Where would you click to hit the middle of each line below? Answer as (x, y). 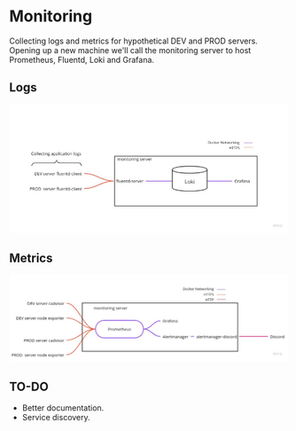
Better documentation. (63, 408)
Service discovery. (56, 418)
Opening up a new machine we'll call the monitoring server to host (130, 50)
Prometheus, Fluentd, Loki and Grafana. (82, 59)
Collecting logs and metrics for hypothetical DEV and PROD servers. (134, 41)
